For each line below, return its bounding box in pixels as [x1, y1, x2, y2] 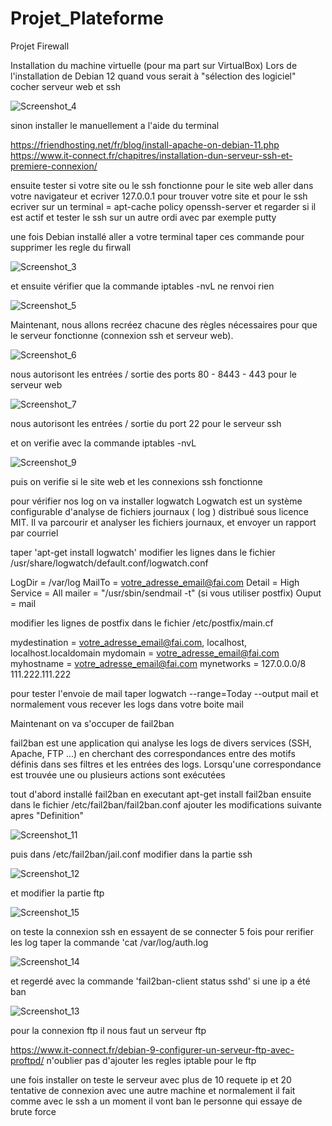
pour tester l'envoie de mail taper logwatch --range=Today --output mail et [10, 687, 319, 699]
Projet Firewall [10, 40, 70, 52]
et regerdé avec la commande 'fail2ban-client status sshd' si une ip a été [10, 975, 311, 987]
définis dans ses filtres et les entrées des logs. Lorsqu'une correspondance [10, 758, 322, 770]
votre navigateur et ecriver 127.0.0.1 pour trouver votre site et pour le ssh [10, 190, 308, 202]
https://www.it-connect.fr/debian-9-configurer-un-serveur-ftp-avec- [10, 1043, 295, 1056]
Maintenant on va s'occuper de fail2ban [10, 717, 175, 729]
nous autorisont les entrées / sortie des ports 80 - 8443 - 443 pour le [10, 368, 298, 380]
